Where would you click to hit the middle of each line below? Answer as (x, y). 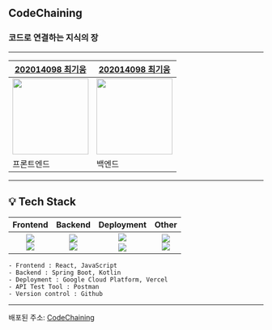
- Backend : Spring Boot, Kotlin (65, 273)
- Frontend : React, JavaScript (63, 265)
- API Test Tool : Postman (54, 286)
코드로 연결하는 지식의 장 (53, 38)
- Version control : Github (56, 294)
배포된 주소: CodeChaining (51, 317)
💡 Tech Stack (42, 202)
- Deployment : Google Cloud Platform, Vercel (88, 279)
